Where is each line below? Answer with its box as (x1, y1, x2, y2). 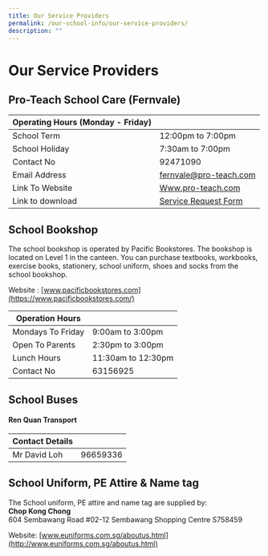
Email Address (12, 169, 67, 181)
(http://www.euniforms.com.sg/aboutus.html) (8, 538, 158, 548)
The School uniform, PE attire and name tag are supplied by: (8, 497, 208, 507)
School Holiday (12, 144, 70, 155)
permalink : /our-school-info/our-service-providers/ (8, 19, 189, 27)
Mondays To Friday (12, 327, 85, 338)
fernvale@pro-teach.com (159, 169, 256, 181)
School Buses (8, 392, 79, 406)
